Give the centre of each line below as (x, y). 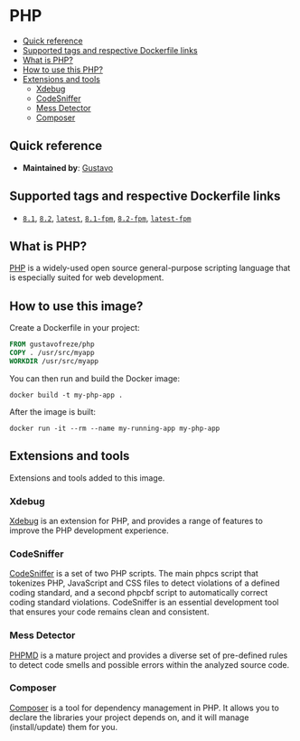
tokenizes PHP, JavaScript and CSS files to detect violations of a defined (145, 583)
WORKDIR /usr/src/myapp (54, 361)
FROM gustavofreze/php (52, 344)
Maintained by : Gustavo (68, 167)
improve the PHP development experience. (89, 530)
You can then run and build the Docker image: (95, 378)
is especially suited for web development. (87, 277)
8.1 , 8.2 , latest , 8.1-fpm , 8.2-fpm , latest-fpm (107, 218)
